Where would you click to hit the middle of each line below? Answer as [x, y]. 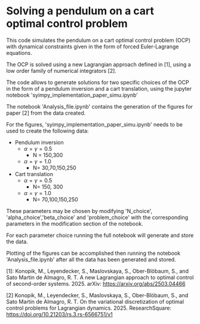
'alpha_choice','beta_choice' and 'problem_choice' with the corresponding [97, 217]
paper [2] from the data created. [46, 113]
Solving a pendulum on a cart [80, 11]
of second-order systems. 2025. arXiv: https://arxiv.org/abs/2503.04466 [96, 283]
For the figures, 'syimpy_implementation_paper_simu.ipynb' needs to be [95, 124]
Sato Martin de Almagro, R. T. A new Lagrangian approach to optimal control [100, 277]
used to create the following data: [47, 131]
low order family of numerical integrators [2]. [61, 70]
